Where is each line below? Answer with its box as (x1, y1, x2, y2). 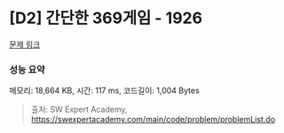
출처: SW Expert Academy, (30, 104, 128, 115)
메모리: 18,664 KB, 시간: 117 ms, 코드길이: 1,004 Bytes (9, 85, 200, 96)
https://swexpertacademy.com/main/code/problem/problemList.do (30, 114, 276, 125)
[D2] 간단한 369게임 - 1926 (9, 8, 202, 28)
